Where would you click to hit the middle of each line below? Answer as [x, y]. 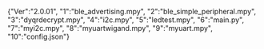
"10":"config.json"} [38, 36]
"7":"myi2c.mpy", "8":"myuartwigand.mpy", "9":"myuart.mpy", [110, 28]
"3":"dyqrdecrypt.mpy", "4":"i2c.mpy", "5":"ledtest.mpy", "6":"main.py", [126, 20]
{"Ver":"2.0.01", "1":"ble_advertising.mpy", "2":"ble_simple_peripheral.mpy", [132, 11]
